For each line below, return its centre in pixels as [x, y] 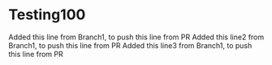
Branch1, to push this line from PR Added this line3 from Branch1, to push [130, 45]
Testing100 [47, 15]
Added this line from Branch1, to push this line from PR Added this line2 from [136, 37]
